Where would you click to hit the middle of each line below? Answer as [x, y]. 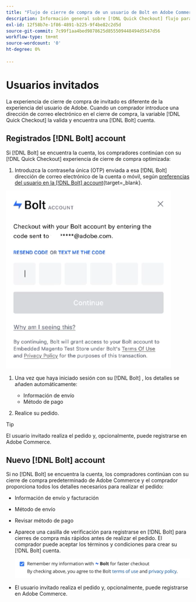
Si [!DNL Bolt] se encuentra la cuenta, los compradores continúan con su [94, 153]
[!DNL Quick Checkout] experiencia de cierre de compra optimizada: [88, 159]
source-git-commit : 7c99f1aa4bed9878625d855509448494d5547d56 [83, 31]
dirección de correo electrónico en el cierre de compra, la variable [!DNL [93, 113]
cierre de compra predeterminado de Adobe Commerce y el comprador [92, 480]
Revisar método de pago [44, 521]
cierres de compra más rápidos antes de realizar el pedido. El [88, 538]
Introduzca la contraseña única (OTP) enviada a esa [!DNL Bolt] [91, 170]
